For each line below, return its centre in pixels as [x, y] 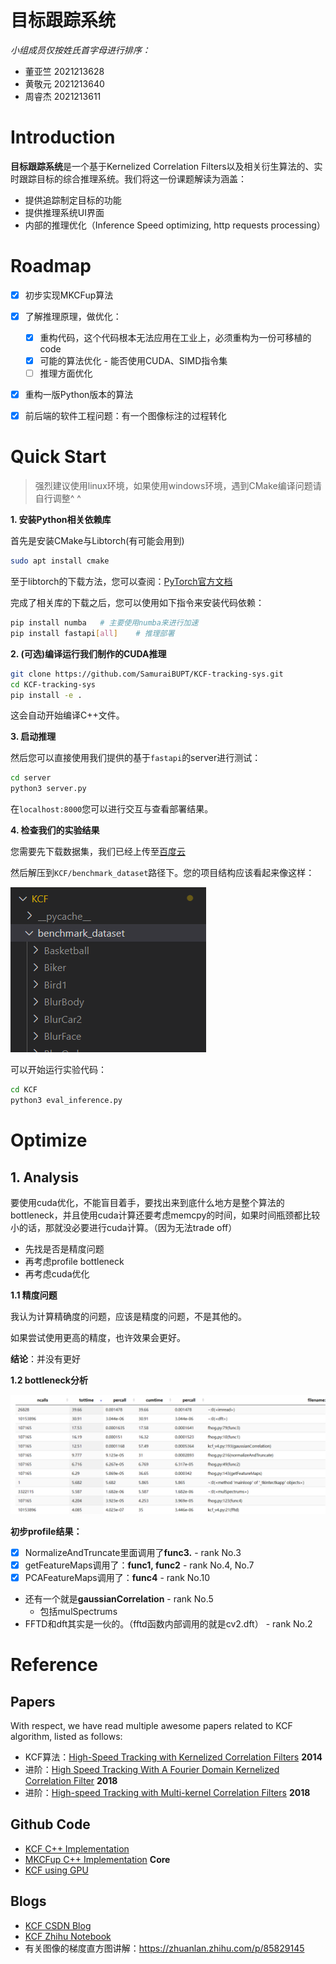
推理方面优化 [66, 373]
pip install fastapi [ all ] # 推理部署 [92, 633]
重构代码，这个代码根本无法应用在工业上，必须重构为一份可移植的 [175, 337]
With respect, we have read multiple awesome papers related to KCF [151, 1726]
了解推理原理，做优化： [73, 316]
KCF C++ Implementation [77, 1848]
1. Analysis [45, 1177]
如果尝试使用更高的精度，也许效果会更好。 [98, 1337]
